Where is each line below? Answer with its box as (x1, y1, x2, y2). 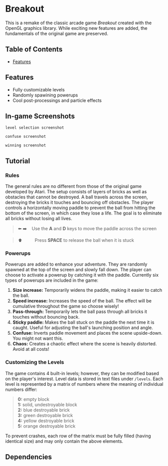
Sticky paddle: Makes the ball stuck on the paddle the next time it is (12, 319, 155, 326)
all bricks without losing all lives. (5, 216, 72, 222)
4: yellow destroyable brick (17, 418, 75, 424)
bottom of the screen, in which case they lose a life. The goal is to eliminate (5, 210, 162, 216)
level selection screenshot (5, 125, 65, 130)
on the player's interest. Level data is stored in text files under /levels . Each (5, 376, 163, 382)
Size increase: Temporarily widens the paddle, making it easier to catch (12, 287, 162, 293)
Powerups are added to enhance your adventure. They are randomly (5, 261, 148, 268)
